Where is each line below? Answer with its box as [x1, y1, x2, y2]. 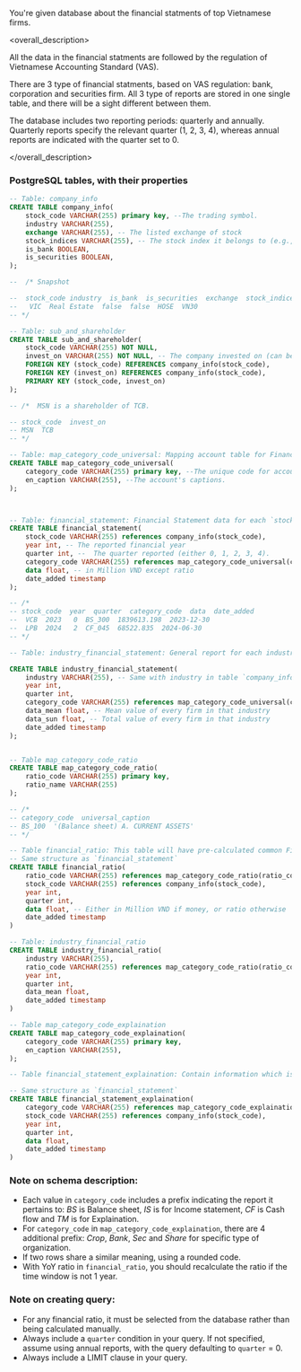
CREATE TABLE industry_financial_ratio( [9, 946, 163, 955]
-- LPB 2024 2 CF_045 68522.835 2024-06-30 [9, 624, 202, 633]
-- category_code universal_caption [9, 813, 150, 822]
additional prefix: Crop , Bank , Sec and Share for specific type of [21, 1233, 260, 1244]
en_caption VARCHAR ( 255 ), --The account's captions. [25, 475, 227, 484]
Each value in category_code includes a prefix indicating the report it [21, 1194, 273, 1206]
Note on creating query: [9, 1293, 116, 1306]
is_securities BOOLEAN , [25, 253, 115, 262]
